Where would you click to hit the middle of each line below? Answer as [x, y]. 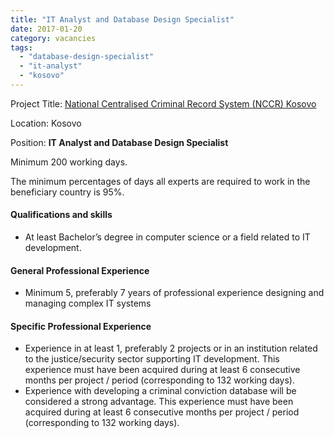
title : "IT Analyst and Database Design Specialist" [122, 19]
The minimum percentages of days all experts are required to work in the [160, 181]
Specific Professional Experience [81, 326]
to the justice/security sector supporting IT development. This [152, 359]
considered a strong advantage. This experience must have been [159, 402]
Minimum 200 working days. [69, 162]
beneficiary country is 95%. [67, 192]
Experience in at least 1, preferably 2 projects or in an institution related [171, 348]
